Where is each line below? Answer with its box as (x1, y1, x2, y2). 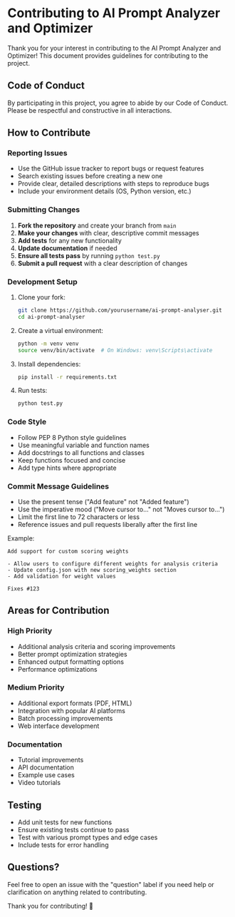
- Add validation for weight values (7, 573, 116, 580)
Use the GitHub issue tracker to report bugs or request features (17, 164, 204, 173)
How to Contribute (7, 127, 91, 139)
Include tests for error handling (17, 840, 109, 849)
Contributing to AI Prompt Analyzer (7, 5, 221, 21)
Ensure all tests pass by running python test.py (17, 251, 160, 260)
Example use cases (17, 771, 75, 779)
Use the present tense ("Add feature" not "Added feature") (17, 497, 190, 506)
